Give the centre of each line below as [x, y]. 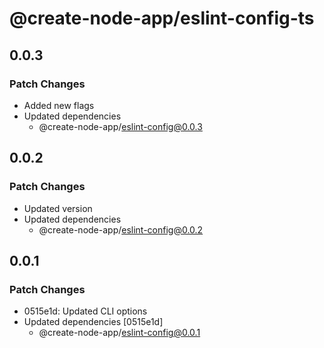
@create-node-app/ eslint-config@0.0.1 [119, 333]
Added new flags [59, 105]
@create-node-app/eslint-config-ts [162, 18]
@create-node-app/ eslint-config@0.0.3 [120, 126]
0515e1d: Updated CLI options [85, 311]
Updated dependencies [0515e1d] [93, 322]
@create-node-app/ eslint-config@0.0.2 [121, 229]
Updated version [58, 208]
